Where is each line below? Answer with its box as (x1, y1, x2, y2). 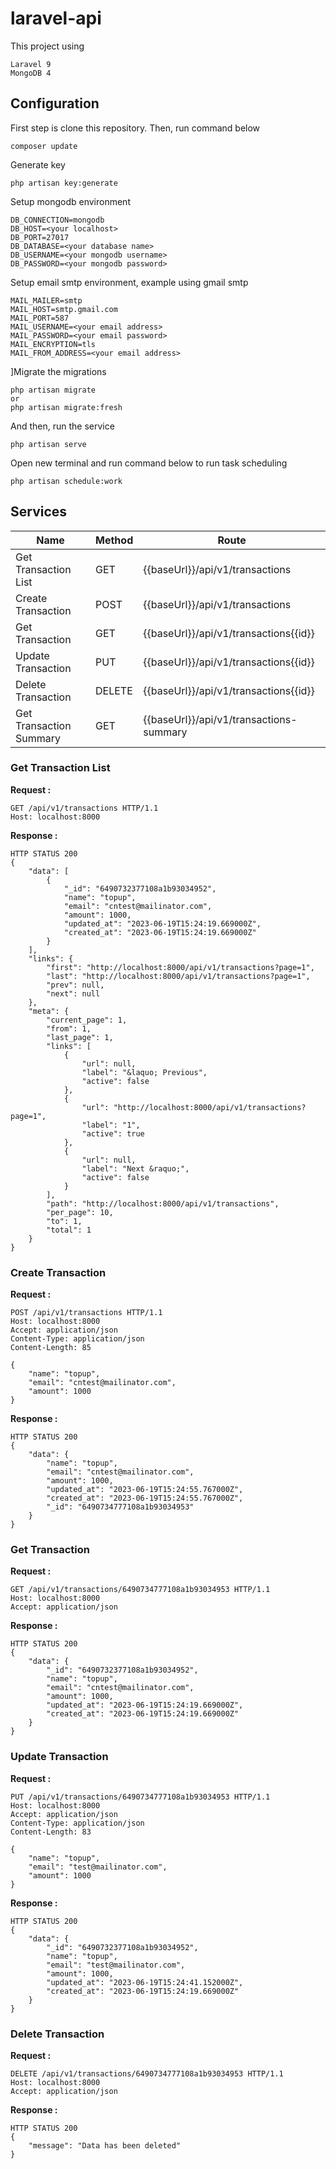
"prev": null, (46, 980, 105, 990)
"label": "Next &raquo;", (81, 1163, 190, 1174)
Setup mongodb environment (10, 195, 131, 207)
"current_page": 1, (46, 1015, 128, 1025)
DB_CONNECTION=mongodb (10, 215, 105, 225)
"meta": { (28, 1006, 70, 1016)
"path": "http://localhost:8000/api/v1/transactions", (46, 1198, 280, 1209)
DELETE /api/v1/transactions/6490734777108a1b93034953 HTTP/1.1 (10, 2069, 284, 2079)
